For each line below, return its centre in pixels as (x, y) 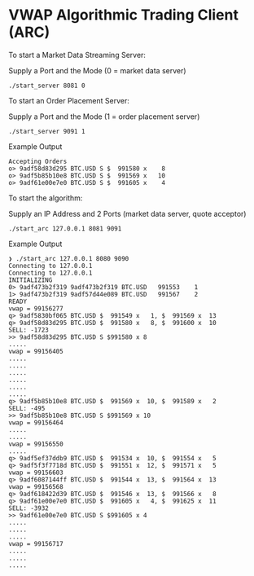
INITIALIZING (31, 280)
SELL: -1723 (28, 330)
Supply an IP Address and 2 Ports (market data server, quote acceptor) (127, 213)
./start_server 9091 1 (47, 131)
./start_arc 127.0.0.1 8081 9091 (65, 229)
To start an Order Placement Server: (69, 100)
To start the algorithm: (46, 198)
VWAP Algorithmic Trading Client (123, 15)
